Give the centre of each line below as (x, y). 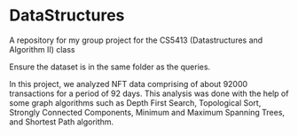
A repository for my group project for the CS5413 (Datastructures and (136, 40)
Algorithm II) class (42, 49)
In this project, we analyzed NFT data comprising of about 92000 (129, 84)
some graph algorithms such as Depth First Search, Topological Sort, (135, 102)
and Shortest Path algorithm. (62, 122)
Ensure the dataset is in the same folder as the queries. (110, 67)
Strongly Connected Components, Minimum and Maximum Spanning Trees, (147, 112)
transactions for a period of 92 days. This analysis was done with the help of (149, 93)
